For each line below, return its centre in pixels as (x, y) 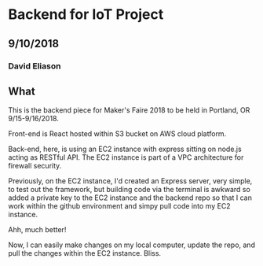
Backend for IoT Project (86, 15)
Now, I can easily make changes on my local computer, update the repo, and (131, 245)
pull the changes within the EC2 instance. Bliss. (85, 253)
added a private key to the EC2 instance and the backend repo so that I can (130, 198)
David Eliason (35, 66)
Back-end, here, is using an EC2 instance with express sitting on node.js (125, 149)
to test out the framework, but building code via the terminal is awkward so (130, 190)
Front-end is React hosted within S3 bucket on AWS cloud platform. (117, 134)
